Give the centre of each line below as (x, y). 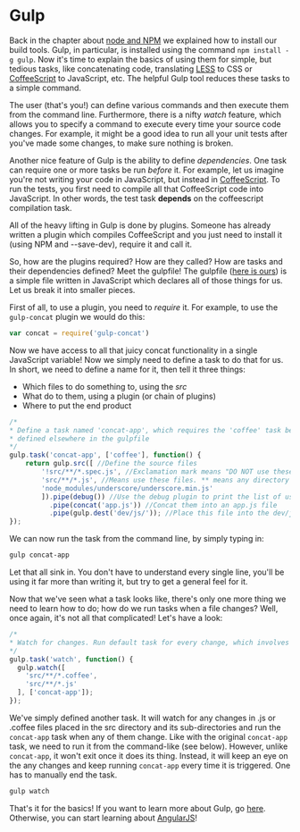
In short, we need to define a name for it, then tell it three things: (127, 369)
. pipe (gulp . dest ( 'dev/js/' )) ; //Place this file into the (159, 513)
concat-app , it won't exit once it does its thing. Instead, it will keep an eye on (149, 755)
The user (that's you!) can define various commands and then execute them (149, 105)
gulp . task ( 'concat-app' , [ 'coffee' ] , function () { (105, 455)
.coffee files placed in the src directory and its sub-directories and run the (145, 727)
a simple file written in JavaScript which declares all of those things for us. (146, 280)
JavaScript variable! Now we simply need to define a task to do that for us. (146, 359)
